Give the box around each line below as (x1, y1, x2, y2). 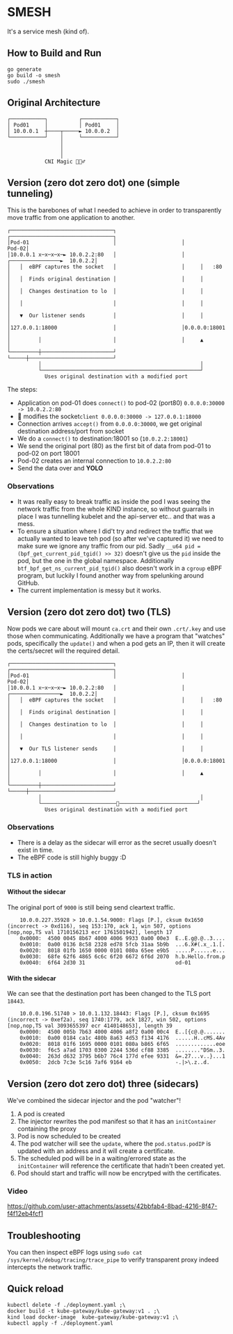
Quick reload (7, 1283, 64, 1295)
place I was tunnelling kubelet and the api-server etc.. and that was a (17, 512, 216, 521)
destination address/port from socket (17, 427, 124, 436)
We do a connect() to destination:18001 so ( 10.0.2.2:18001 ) (17, 434, 188, 443)
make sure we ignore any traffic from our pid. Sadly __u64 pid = (17, 541, 201, 550)
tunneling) (7, 187, 54, 199)
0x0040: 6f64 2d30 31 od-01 (19, 959, 191, 966)
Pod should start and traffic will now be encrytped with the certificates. (17, 1168, 221, 1177)
